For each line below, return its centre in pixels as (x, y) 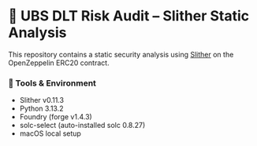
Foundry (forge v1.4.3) (56, 117)
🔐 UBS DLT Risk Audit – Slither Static (129, 16)
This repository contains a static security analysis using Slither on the (121, 54)
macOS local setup (50, 133)
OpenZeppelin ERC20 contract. (59, 63)
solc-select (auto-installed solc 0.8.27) (82, 126)
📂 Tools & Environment (52, 83)
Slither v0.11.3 (42, 100)
